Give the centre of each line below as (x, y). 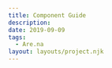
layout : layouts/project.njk (56, 52)
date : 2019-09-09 (37, 30)
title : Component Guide (47, 15)
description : (30, 23)
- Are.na (30, 45)
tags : (17, 37)
